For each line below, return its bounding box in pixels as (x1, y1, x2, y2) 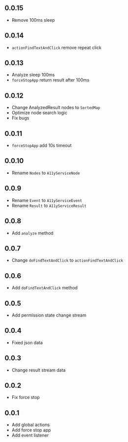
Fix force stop (11, 395, 40, 401)
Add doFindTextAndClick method (11, 285, 78, 291)
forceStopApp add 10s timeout (11, 143, 72, 149)
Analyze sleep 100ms (11, 72, 55, 78)
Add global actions (11, 422, 50, 428)
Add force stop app (11, 427, 51, 433)
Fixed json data (11, 339, 43, 345)
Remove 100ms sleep (11, 17, 55, 23)
